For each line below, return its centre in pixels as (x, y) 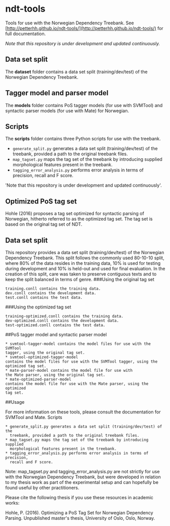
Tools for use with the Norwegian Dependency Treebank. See (70, 23)
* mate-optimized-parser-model (38, 379)
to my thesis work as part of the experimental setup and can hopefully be (82, 482)
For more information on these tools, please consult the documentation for (83, 412)
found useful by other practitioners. (42, 488)
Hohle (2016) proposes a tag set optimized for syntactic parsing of (75, 214)
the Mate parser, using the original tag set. (55, 375)
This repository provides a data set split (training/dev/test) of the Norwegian (85, 252)
